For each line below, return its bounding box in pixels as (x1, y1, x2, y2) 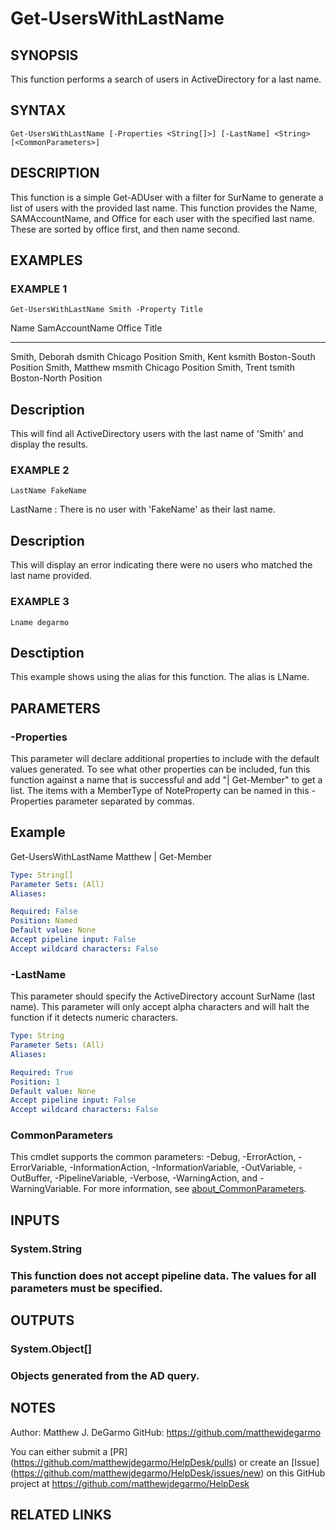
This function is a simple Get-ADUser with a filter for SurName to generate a (10, 191, 324, 203)
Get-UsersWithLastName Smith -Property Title (10, 305, 203, 315)
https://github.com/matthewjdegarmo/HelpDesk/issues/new (13, 1467, 262, 1479)
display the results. (10, 438, 89, 451)
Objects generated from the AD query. (10, 1368, 200, 1382)
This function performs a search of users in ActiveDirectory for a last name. (10, 73, 322, 85)
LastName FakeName (10, 486, 87, 496)
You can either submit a (10, 1445, 108, 1457)
